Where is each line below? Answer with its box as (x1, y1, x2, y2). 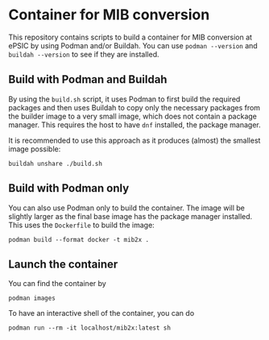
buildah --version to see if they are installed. (8, 49, 159, 59)
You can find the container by (8, 279, 106, 288)
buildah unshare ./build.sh (8, 160, 103, 168)
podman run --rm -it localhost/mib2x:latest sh (8, 324, 172, 332)
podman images (8, 294, 56, 303)
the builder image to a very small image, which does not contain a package (8, 111, 258, 121)
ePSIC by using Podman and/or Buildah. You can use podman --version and (8, 40, 258, 50)
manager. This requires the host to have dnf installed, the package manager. (8, 119, 261, 130)
